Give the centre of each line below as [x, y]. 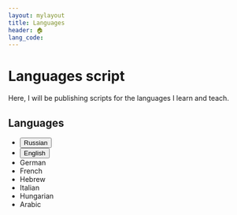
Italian [30, 187]
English [34, 153]
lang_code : [26, 37]
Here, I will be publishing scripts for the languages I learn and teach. [119, 98]
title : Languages [37, 23]
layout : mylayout [37, 15]
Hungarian [37, 196]
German [33, 163]
